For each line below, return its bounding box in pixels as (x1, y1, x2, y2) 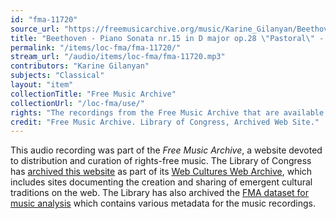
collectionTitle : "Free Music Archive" (10, 89, 177, 99)
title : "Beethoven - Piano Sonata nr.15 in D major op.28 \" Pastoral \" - (10, 33, 325, 43)
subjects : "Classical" (10, 71, 105, 81)
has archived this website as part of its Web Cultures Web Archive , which (10, 166, 313, 178)
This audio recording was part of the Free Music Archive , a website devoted (10, 144, 323, 156)
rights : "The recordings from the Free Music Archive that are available (10, 107, 325, 118)
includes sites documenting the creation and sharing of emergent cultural (10, 176, 313, 188)
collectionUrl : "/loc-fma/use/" (10, 98, 145, 108)
